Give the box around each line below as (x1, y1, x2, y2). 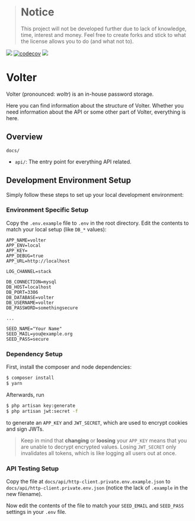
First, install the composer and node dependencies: (6, 363, 132, 371)
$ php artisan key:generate (6, 403, 76, 409)
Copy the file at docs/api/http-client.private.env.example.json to (6, 478, 171, 485)
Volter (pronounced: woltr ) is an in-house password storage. (6, 90, 154, 98)
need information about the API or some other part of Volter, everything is (6, 108, 186, 115)
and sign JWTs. (6, 425, 44, 432)
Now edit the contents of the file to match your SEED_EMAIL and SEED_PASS (6, 502, 184, 509)
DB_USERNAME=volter (6, 300, 55, 306)
